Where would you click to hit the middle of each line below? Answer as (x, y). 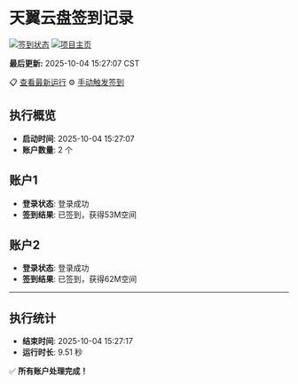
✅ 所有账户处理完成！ (49, 371)
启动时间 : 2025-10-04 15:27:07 (78, 138)
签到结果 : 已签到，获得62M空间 (79, 279)
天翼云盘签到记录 (72, 18)
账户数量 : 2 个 (47, 149)
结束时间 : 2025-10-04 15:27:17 (77, 341)
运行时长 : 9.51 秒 (52, 352)
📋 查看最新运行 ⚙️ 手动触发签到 (67, 82)
